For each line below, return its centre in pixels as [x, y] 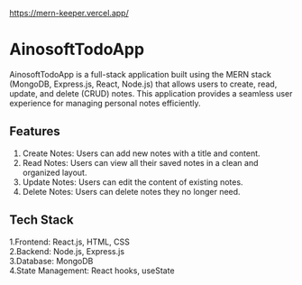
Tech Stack [41, 220]
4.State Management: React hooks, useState [92, 271]
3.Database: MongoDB [51, 261]
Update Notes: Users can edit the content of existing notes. [133, 182]
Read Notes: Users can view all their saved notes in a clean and [140, 162]
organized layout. [55, 172]
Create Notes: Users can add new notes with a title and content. [141, 153]
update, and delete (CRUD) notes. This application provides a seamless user [151, 93]
